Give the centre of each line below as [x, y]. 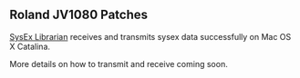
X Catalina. [30, 46]
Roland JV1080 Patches [79, 15]
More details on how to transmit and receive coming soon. [119, 63]
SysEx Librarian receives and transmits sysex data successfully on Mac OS [150, 36]
